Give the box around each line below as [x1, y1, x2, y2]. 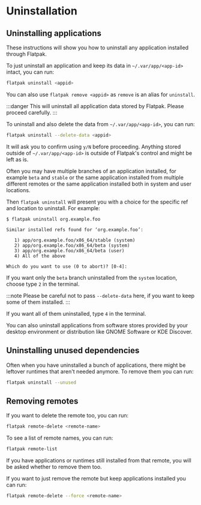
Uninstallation [6, 4, 78, 18]
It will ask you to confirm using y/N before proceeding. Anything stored [6, 143, 181, 150]
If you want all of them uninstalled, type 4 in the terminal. [6, 310, 146, 317]
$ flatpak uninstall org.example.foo [6, 216, 101, 222]
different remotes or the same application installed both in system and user [6, 180, 192, 187]
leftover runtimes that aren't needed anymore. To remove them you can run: [6, 367, 194, 375]
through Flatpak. [6, 50, 47, 58]
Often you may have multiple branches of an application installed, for [6, 167, 177, 175]
